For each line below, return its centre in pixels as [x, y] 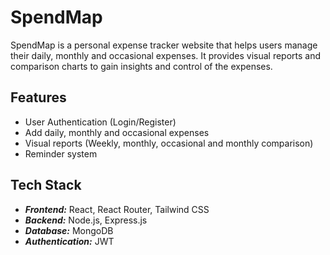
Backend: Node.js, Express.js [86, 220]
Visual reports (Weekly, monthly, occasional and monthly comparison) [169, 143]
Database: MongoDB [69, 230]
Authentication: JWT [69, 241]
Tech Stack [46, 185]
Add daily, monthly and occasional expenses [117, 132]
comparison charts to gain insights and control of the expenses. [141, 66]
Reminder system [61, 153]
